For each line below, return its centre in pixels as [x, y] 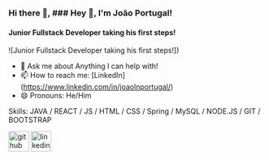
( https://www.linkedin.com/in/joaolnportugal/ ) [97, 87]
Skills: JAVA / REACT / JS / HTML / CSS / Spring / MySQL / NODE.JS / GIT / [134, 111]
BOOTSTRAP [30, 120]
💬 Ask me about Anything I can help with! [89, 66]
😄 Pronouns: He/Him [56, 96]
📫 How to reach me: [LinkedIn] [73, 76]
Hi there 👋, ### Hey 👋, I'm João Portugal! [91, 13]
